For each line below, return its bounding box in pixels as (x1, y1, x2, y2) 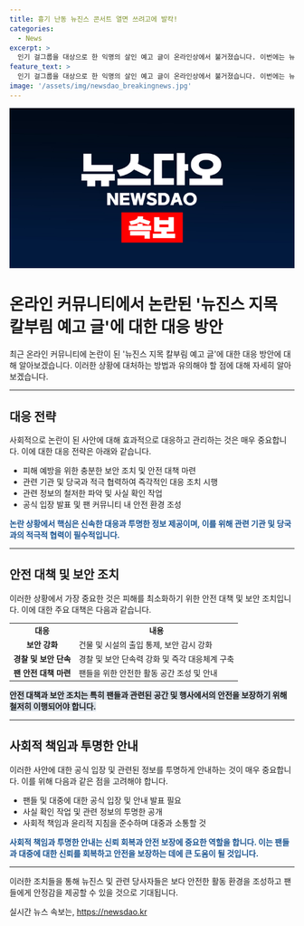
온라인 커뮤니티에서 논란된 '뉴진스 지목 (9, 294, 278, 315)
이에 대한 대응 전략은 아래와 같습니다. (21, 446, 152, 456)
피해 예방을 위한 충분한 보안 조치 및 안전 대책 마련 (22, 465, 196, 475)
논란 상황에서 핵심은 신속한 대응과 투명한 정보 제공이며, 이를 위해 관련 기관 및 (9, 519, 276, 529)
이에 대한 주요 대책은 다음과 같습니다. (21, 604, 152, 615)
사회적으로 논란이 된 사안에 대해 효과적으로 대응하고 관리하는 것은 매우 (9, 434, 256, 445)
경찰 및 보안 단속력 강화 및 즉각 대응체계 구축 (78, 654, 235, 664)
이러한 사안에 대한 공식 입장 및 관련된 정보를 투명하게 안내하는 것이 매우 (9, 764, 261, 775)
